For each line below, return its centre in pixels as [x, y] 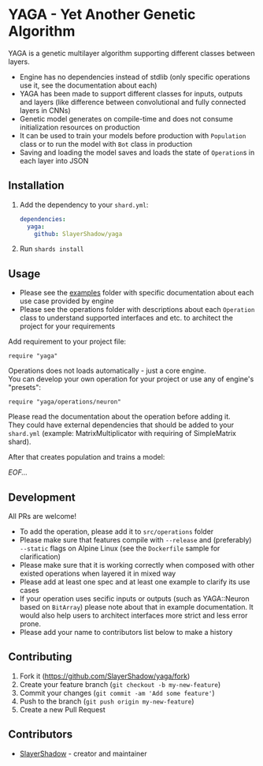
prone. [30, 624]
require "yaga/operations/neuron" [65, 402]
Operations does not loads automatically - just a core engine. [107, 371]
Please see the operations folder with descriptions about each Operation [137, 310]
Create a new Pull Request [63, 709]
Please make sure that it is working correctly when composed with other [137, 565]
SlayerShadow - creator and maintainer [83, 753]
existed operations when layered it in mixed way [98, 573]
